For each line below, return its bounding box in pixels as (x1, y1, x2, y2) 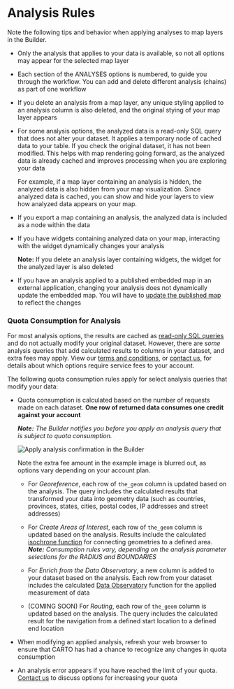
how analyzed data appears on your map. (17, 199, 138, 208)
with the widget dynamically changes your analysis (17, 241, 165, 249)
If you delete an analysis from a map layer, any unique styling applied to (17, 98, 224, 106)
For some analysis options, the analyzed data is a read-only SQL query (17, 126, 221, 135)
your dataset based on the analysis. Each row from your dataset (27, 574, 212, 582)
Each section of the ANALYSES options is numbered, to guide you (17, 70, 207, 78)
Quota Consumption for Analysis (7, 316, 121, 326)
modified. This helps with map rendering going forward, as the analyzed (17, 149, 225, 157)
